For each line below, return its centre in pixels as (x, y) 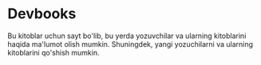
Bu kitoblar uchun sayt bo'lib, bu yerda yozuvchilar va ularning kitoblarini (127, 36)
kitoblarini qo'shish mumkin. (53, 52)
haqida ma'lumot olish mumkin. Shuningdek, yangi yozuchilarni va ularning (130, 44)
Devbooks (42, 14)
